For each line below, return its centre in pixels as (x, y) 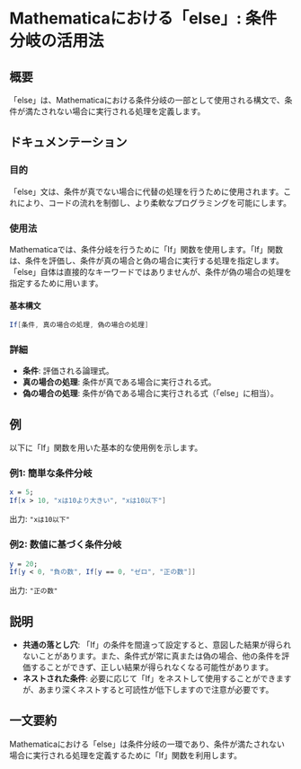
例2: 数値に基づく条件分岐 (66, 544)
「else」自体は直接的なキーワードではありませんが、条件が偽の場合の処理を (150, 271)
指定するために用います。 (56, 283)
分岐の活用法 (57, 41)
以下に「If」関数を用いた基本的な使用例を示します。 (106, 448)
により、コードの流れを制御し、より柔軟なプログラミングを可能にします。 (154, 202)
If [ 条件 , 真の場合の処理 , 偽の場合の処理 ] (79, 325)
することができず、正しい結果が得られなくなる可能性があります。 (152, 667)
